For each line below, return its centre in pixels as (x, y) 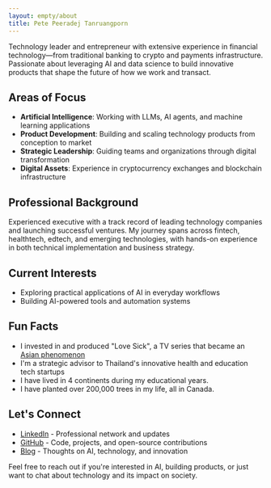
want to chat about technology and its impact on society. (103, 475)
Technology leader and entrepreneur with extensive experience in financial (133, 46)
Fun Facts (34, 327)
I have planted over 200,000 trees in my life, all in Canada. (117, 389)
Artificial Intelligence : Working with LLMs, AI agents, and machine (131, 117)
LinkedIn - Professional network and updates (95, 434)
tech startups (42, 372)
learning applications (55, 125)
